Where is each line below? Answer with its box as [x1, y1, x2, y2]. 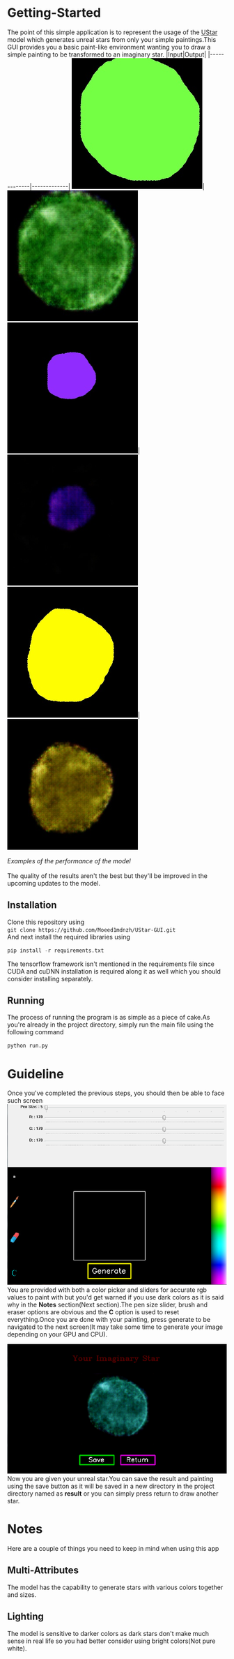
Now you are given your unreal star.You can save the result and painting [7, 1475, 214, 1483]
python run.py [7, 1042, 49, 1050]
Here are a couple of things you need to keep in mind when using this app [7, 1544, 219, 1552]
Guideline [7, 1066, 64, 1082]
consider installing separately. [7, 974, 93, 983]
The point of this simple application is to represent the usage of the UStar [7, 28, 218, 36]
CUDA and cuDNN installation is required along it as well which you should [7, 967, 221, 975]
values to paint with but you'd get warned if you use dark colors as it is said [7, 1293, 224, 1302]
